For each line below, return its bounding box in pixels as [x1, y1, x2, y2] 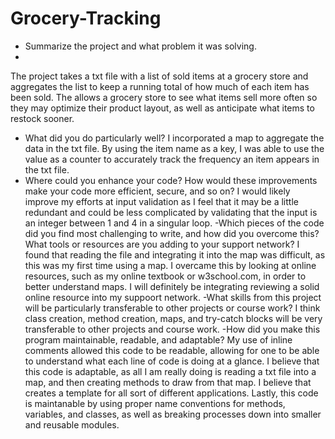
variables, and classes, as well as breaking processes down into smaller [24, 408, 322, 420]
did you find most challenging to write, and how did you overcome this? [24, 227, 320, 239]
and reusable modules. [24, 418, 120, 431]
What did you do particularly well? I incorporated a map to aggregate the [24, 132, 325, 144]
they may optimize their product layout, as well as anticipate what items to [10, 102, 315, 114]
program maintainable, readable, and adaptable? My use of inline [24, 333, 293, 346]
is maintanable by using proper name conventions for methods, [24, 397, 286, 409]
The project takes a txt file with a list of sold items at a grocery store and [10, 70, 309, 82]
